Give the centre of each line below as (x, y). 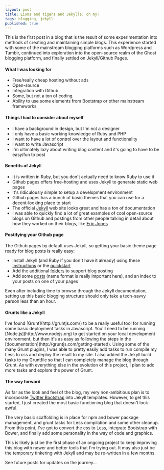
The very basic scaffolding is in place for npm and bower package (72, 418)
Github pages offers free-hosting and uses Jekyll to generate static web (85, 182)
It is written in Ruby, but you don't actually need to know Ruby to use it (83, 177)
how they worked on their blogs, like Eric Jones (60, 223)
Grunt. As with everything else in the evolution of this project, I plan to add (80, 365)
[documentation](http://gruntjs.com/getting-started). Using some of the (77, 344)
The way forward (23, 381)
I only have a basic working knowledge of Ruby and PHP (69, 133)
